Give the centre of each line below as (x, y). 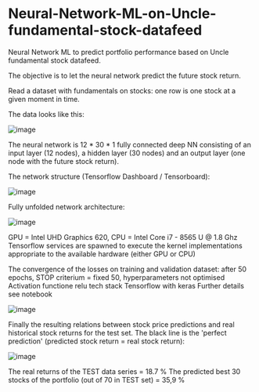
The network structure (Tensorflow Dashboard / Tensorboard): (109, 176)
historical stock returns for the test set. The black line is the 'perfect (117, 332)
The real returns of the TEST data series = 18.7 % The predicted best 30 (124, 371)
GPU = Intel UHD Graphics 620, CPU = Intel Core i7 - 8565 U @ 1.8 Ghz (123, 237)
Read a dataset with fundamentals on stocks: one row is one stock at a (122, 90)
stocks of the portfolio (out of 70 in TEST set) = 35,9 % (97, 379)
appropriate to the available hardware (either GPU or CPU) (102, 254)
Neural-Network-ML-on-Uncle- (112, 14)
